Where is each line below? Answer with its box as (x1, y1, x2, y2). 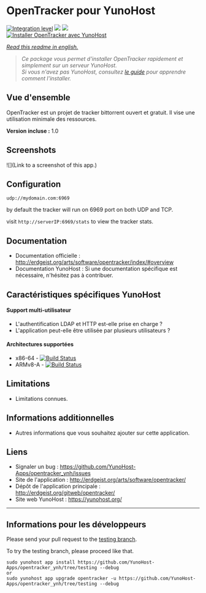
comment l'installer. (21, 74, 72, 82)
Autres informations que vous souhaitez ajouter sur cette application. (15, 429, 190, 436)
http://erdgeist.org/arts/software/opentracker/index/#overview (15, 258, 174, 266)
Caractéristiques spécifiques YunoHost (6, 289, 161, 300)
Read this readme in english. (6, 43, 78, 50)
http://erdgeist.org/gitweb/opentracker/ (15, 489, 115, 497)
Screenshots (6, 145, 56, 155)
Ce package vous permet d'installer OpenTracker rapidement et (21, 55, 183, 62)
